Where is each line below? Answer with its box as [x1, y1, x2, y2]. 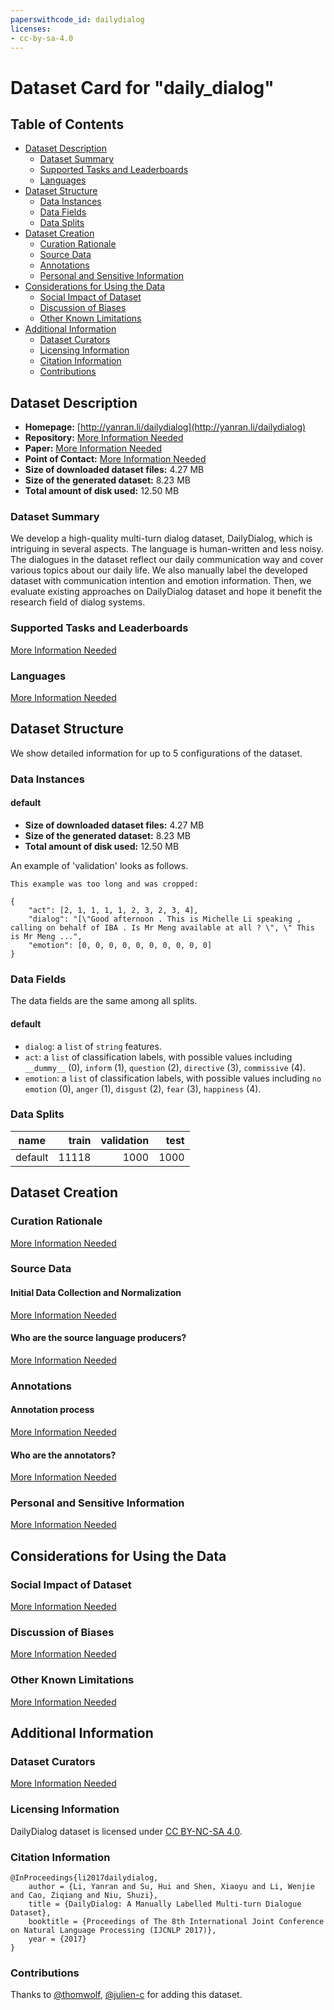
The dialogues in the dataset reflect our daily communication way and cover [10, 554, 324, 566]
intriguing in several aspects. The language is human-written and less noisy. [10, 543, 324, 555]
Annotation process [10, 1404, 95, 1416]
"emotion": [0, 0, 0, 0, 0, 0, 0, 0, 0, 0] [28, 941, 213, 951]
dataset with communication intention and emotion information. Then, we [10, 575, 312, 587]
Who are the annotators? [10, 1449, 117, 1461]
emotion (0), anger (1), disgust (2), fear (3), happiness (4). [24, 1082, 262, 1095]
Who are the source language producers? [10, 1332, 187, 1344]
